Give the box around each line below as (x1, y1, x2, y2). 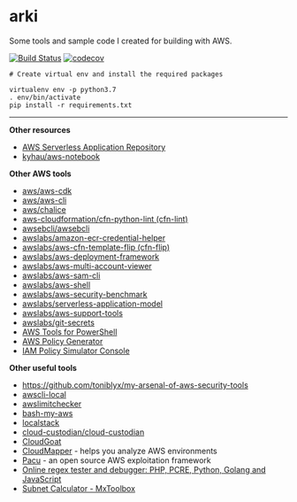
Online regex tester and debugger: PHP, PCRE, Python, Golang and (21, 464, 267, 475)
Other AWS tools (9, 168, 72, 179)
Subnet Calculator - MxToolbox (21, 483, 135, 493)
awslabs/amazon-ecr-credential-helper (21, 232, 166, 243)
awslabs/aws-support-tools (21, 307, 124, 318)
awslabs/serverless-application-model (21, 298, 164, 309)
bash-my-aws (21, 407, 73, 418)
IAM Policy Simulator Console (21, 345, 130, 356)
